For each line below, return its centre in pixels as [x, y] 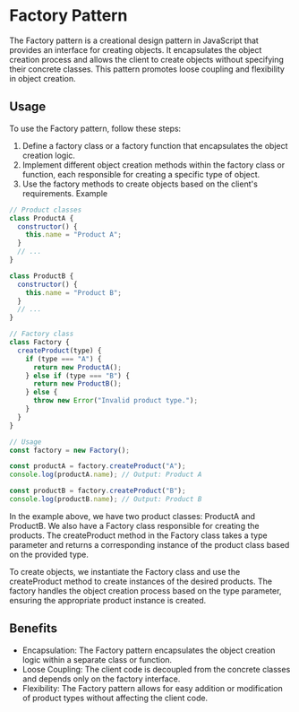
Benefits [34, 629]
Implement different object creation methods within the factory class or [153, 165]
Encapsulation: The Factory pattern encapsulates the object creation [149, 650]
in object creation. [43, 78]
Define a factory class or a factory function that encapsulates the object [155, 145]
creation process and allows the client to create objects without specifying [147, 59]
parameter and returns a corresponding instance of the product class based [149, 544]
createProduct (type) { [60, 351]
